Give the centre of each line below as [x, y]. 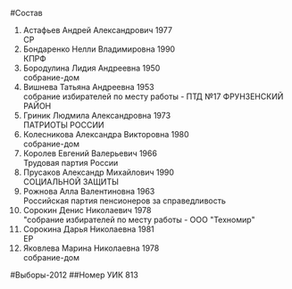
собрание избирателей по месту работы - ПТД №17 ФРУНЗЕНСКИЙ [153, 96]
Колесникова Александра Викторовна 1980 [106, 134]
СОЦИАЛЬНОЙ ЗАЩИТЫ [71, 182]
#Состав [26, 13]
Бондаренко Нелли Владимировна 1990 [99, 49]
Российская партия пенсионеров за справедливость [125, 201]
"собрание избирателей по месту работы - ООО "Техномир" [139, 219]
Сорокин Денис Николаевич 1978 [87, 210]
